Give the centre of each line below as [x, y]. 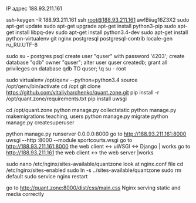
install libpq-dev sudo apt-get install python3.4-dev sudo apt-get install [102, 32]
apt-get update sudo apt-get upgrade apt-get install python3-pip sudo [91, 26]
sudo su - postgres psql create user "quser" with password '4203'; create [95, 56]
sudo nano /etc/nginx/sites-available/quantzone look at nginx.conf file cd [95, 164]
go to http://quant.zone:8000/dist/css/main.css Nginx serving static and [93, 188]
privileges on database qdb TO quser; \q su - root [66, 69]
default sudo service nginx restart [47, 176]
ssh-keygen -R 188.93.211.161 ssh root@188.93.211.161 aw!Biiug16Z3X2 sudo [98, 20]
